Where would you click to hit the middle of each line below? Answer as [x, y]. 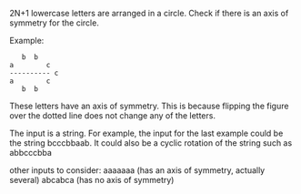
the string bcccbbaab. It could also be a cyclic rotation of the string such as [151, 143]
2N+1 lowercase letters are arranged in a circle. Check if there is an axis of [149, 13]
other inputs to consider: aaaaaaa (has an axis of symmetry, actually [137, 170]
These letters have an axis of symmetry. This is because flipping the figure [149, 106]
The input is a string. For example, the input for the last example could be [146, 133]
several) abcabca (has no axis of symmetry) [92, 180]
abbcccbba [31, 153]
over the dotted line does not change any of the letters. [113, 116]
